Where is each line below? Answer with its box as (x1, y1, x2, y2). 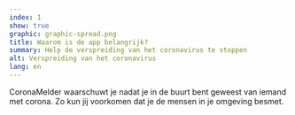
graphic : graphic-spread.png (9, 29, 117, 38)
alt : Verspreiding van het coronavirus (9, 54, 157, 63)
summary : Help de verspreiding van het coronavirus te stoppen (9, 46, 248, 55)
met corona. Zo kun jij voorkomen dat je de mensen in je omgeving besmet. (9, 96, 284, 106)
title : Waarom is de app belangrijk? (9, 37, 149, 47)
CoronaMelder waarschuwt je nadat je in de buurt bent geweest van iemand (9, 86, 287, 97)
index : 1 (9, 12, 42, 22)
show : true (9, 21, 50, 30)
